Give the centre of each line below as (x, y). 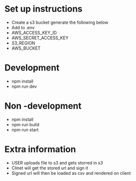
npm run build (25, 124)
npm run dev (24, 86)
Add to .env (23, 27)
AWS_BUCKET (26, 48)
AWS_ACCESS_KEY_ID (34, 33)
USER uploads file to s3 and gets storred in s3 (57, 163)
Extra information (40, 149)
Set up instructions (44, 9)
